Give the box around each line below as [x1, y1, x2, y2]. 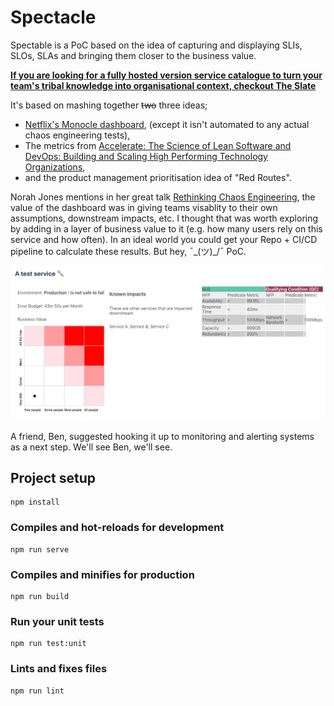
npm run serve [10, 544, 70, 555]
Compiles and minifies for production [10, 567, 195, 581]
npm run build [10, 591, 70, 601]
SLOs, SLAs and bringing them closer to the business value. [10, 49, 257, 61]
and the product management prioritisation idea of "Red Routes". [24, 171, 292, 183]
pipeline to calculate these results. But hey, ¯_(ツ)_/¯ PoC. [10, 245, 247, 257]
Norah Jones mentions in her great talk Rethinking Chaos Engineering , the [10, 191, 316, 203]
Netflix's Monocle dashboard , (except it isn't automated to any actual [24, 118, 310, 130]
